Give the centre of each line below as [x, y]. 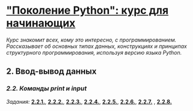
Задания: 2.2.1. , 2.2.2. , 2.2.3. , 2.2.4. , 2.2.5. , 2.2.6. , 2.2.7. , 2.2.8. [89, 101]
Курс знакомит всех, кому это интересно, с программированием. [91, 40]
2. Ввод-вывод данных [52, 72]
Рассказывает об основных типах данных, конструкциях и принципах [96, 46]
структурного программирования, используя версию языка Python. [94, 52]
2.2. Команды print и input [46, 89]
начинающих [41, 23]
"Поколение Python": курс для [88, 10]
